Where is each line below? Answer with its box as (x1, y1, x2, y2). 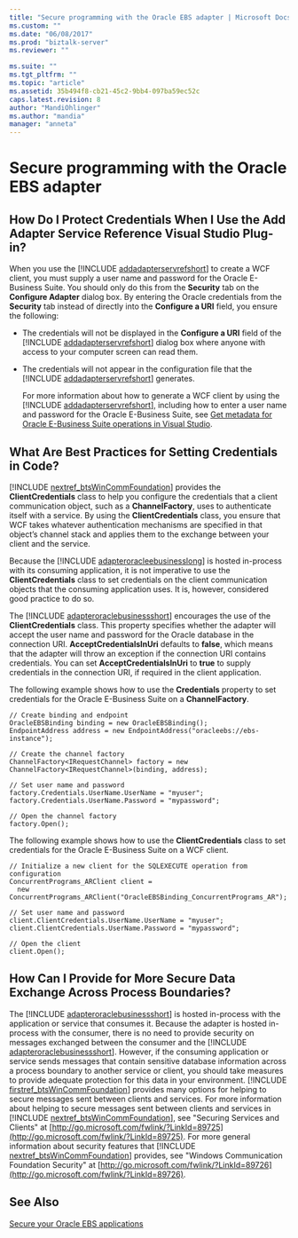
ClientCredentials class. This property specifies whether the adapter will (9, 619, 277, 630)
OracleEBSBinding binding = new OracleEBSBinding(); (9, 718, 208, 728)
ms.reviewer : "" (9, 46, 69, 55)
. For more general (183, 1131, 251, 1141)
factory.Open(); (9, 819, 69, 828)
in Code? (9, 458, 59, 473)
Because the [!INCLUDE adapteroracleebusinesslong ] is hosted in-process (9, 556, 282, 566)
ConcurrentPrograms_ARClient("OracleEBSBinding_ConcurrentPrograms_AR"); (9, 893, 288, 902)
